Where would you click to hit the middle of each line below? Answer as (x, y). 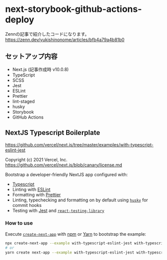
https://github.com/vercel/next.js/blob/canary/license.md (64, 165)
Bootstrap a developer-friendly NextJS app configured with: (67, 174)
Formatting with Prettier (37, 195)
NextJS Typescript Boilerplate (53, 133)
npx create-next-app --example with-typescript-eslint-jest (69, 243)
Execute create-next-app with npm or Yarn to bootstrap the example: (76, 234)
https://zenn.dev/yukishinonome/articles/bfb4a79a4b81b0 (65, 39)
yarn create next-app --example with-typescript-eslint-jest (70, 252)
